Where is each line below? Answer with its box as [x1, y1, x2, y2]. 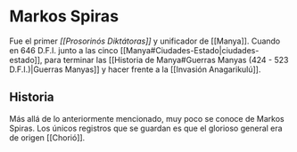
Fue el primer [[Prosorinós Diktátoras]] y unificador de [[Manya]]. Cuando [9, 36, 281, 46]
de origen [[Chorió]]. [9, 132, 86, 143]
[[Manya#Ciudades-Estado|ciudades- [120, 44, 260, 55]
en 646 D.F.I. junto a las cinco [9, 44, 119, 55]
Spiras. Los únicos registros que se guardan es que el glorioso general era [9, 123, 283, 133]
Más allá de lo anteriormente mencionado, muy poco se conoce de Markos [9, 113, 285, 124]
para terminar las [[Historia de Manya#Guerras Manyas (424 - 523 [44, 54, 289, 65]
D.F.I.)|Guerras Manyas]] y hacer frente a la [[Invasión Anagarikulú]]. [9, 64, 261, 75]
